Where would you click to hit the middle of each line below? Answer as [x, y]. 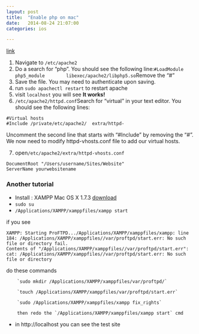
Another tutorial [30, 184]
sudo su [24, 204]
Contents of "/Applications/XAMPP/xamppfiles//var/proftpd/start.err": [97, 249]
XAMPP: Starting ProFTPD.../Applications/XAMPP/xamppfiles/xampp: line [97, 233]
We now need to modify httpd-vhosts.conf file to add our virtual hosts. [93, 141]
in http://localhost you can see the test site [68, 324]
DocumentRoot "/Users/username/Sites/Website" [65, 164]
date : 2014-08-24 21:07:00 [43, 23]
